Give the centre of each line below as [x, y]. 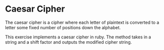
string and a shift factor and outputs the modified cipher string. [69, 42]
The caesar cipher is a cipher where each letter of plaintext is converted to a [82, 22]
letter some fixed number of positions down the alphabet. [63, 27]
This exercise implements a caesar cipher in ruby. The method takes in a [78, 37]
